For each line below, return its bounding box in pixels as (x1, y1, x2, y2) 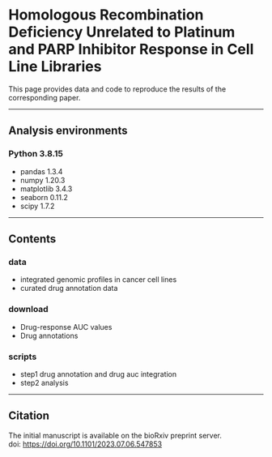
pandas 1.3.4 (19, 166, 63, 176)
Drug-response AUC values (19, 322, 113, 331)
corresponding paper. (8, 92, 81, 102)
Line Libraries (8, 58, 102, 76)
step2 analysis (19, 378, 69, 387)
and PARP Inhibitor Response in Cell (8, 41, 254, 58)
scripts (8, 351, 37, 362)
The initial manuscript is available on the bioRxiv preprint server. (8, 430, 223, 440)
